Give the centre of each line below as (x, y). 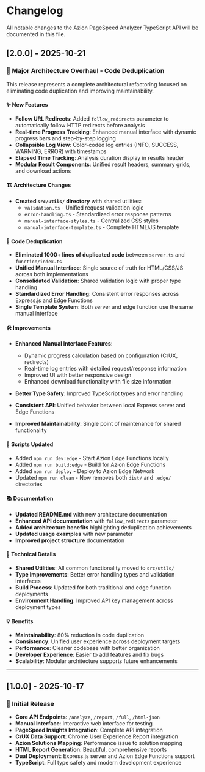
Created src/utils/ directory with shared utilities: (78, 201)
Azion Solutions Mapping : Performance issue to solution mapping (99, 743)
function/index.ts (38, 262)
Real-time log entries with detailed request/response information (106, 369)
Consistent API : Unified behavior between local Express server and (100, 406)
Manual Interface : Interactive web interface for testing (84, 723)
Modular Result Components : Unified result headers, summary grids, (103, 164)
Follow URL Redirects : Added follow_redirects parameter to (92, 119)
